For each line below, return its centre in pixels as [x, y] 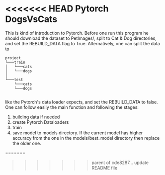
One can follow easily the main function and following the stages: [72, 107]
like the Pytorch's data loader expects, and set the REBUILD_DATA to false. [82, 102]
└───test [14, 80]
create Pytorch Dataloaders [41, 122]
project [13, 58]
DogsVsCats [31, 19]
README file [105, 168]
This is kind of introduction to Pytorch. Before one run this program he [77, 33]
